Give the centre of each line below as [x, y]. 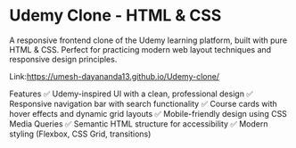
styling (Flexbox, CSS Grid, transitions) [80, 134]
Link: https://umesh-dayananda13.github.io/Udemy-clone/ [115, 76]
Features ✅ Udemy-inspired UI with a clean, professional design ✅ [132, 94]
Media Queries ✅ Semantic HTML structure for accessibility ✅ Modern [139, 123]
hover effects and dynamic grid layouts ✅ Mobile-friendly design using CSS [148, 113]
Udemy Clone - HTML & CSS [115, 16]
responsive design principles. [63, 59]
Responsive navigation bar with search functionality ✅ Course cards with [144, 103]
